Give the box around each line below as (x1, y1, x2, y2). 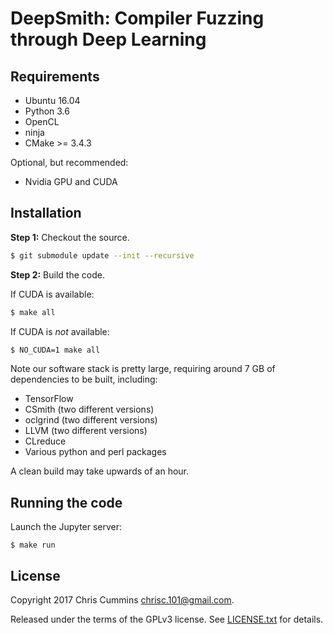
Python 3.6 (24, 105, 70, 117)
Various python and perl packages (24, 446, 167, 458)
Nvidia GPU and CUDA (24, 176, 118, 187)
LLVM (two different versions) (24, 425, 148, 437)
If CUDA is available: (10, 288, 95, 300)
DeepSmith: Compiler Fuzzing (10, 7, 265, 30)
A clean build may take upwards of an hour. (10, 465, 190, 477)
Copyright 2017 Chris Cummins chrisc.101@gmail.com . (10, 594, 235, 606)
